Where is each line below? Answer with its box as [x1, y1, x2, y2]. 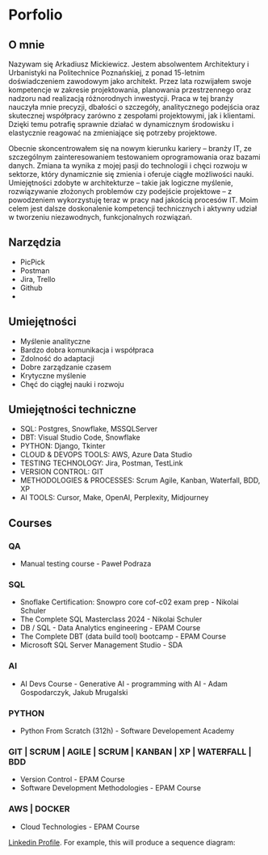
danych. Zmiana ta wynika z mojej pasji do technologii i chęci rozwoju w [8, 161, 248, 171]
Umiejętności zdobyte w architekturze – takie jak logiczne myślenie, [8, 178, 234, 187]
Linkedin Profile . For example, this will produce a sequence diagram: [8, 837, 236, 847]
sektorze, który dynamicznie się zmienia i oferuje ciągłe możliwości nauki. [8, 170, 254, 179]
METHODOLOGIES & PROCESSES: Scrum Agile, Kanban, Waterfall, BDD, [19, 475, 261, 486]
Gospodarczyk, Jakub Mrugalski [19, 687, 128, 697]
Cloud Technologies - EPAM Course [19, 822, 140, 832]
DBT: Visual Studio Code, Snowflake [19, 432, 140, 442]
